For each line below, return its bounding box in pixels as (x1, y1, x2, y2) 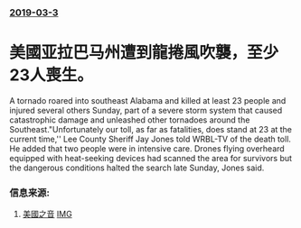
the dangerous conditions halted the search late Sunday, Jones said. (9, 162, 265, 173)
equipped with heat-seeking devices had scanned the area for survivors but (9, 152, 292, 163)
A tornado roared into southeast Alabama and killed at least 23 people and (9, 95, 287, 105)
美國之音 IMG (22, 209, 72, 220)
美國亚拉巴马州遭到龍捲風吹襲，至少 (9, 42, 279, 63)
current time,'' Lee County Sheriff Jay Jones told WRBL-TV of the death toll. (9, 133, 292, 144)
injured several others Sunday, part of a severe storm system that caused (9, 105, 283, 115)
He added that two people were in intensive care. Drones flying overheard (9, 142, 285, 154)
